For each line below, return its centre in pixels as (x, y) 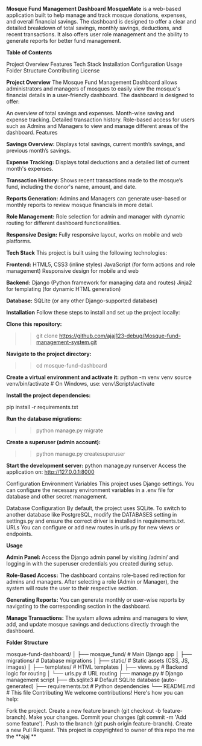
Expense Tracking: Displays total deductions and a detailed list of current (98, 162)
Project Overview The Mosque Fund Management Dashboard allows (92, 82)
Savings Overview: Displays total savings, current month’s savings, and (96, 144)
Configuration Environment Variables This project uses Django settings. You (100, 483)
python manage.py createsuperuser (80, 454)
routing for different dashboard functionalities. (64, 223)
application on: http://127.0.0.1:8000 (50, 472)
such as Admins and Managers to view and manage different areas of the (97, 126)
